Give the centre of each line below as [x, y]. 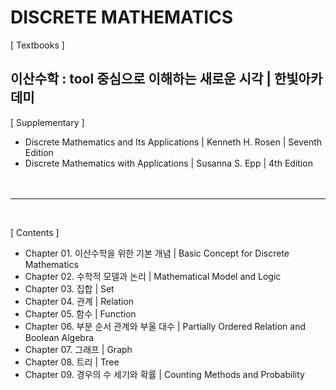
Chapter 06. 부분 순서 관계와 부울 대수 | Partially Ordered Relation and [165, 326]
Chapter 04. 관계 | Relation [79, 301]
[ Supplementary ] [47, 122]
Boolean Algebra [59, 337]
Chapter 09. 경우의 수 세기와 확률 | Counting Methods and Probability [164, 374]
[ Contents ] [35, 232]
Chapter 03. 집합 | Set [69, 288]
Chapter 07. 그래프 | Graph [78, 349]
